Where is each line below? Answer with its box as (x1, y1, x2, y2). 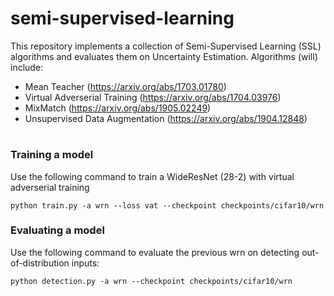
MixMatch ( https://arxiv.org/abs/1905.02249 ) (24, 102, 212, 114)
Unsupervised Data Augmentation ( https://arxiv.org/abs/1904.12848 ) (24, 112, 308, 124)
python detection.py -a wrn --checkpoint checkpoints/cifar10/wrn (10, 276, 293, 286)
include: (10, 61, 44, 73)
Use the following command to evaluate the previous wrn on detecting (10, 246, 300, 258)
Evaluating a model (10, 223, 105, 237)
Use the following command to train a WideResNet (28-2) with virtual (10, 170, 295, 182)
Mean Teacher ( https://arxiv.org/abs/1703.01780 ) (24, 80, 227, 92)
